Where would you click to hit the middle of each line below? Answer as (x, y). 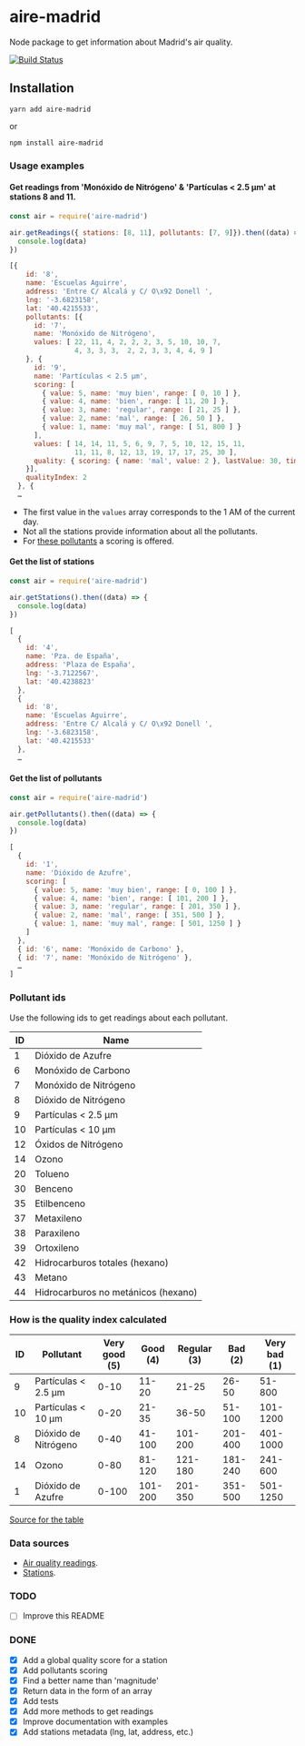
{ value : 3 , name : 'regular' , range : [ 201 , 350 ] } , (138, 907)
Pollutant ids (38, 998)
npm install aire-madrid (56, 143)
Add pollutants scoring (65, 1670)
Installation (42, 88)
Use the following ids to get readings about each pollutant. (119, 1018)
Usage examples (47, 166)
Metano (51, 1277)
